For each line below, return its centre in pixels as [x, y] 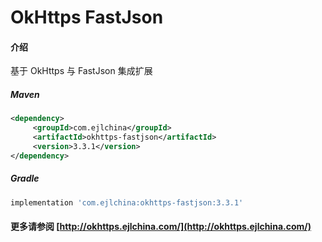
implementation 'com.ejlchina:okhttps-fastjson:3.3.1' [127, 202]
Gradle [25, 178]
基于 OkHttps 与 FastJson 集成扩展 [81, 71]
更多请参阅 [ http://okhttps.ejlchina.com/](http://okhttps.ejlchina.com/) [161, 227]
